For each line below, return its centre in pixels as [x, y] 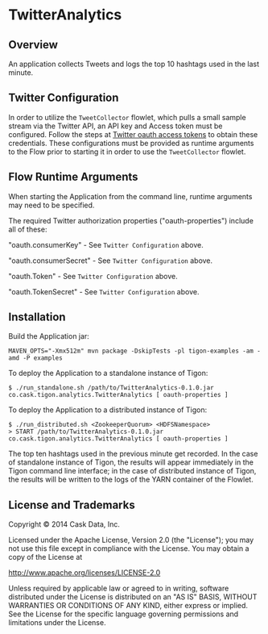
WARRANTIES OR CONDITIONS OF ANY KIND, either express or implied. [128, 606]
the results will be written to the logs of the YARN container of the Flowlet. [131, 480]
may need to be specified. [52, 205]
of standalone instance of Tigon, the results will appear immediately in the [131, 462]
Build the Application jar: [49, 336]
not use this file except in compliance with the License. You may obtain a [129, 548]
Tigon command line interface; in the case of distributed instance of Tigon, [132, 471]
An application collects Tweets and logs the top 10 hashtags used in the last [134, 64]
